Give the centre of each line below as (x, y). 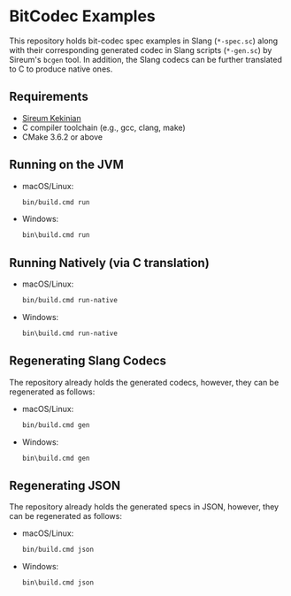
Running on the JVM (66, 165)
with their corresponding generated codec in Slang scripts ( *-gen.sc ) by (141, 50)
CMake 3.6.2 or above (62, 137)
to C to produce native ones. (61, 69)
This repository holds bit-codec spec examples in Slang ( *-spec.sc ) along (144, 41)
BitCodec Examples (83, 16)
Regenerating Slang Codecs (88, 361)
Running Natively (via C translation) (109, 263)
